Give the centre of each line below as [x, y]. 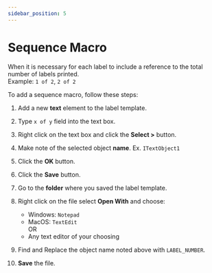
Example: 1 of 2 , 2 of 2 [42, 81]
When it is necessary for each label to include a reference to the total [105, 67]
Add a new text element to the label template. [82, 108]
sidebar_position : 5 [37, 13]
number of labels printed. [44, 74]
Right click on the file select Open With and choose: [91, 201]
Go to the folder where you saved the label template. [92, 188]
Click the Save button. [49, 174]
